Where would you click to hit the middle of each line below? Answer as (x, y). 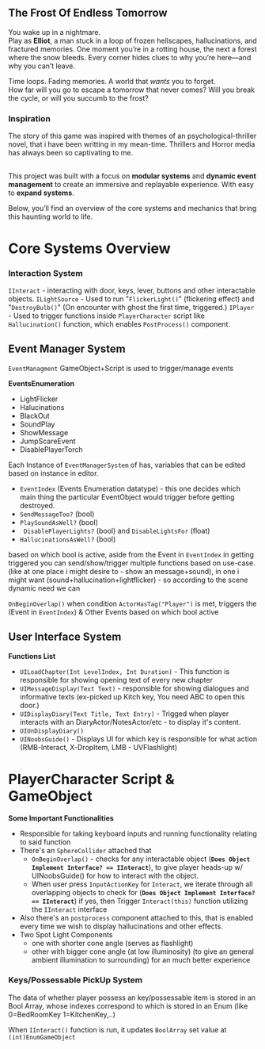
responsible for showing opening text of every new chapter (116, 680)
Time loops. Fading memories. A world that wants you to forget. (112, 81)
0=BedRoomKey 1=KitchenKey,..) (62, 1014)
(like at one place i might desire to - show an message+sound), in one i (124, 571)
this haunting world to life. (51, 216)
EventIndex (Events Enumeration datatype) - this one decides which (130, 488)
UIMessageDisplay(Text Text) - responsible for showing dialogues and (134, 688)
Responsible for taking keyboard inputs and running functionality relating (138, 833)
